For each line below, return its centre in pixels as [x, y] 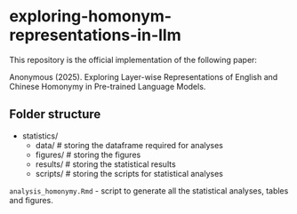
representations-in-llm [95, 35]
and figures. [31, 200]
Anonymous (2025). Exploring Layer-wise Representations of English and [144, 76]
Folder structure [55, 114]
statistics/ [40, 136]
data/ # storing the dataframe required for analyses [129, 145]
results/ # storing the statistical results [105, 164]
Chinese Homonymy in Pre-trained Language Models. [108, 86]
